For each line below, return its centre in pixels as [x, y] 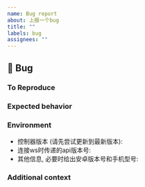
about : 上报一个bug [33, 20]
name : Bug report [32, 14]
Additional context [39, 177]
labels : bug [24, 33]
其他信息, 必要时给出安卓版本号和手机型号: [78, 158]
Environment [29, 125]
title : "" [22, 27]
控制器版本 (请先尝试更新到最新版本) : [70, 141]
